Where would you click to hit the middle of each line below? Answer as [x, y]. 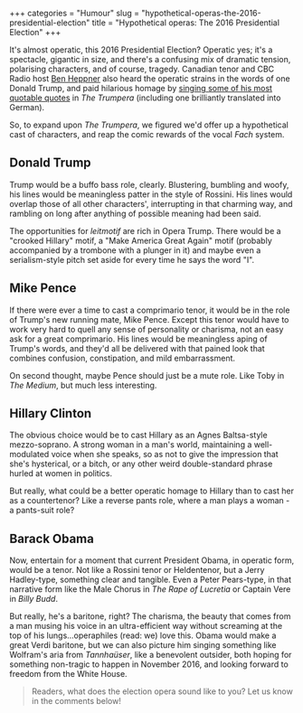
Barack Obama [52, 538]
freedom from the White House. [69, 674]
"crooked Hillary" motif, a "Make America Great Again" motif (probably [141, 240]
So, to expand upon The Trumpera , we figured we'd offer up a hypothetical [149, 125]
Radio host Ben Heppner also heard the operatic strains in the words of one [150, 79]
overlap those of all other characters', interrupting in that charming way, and [151, 203]
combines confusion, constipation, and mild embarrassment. [123, 358]
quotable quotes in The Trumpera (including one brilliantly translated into [145, 98]
